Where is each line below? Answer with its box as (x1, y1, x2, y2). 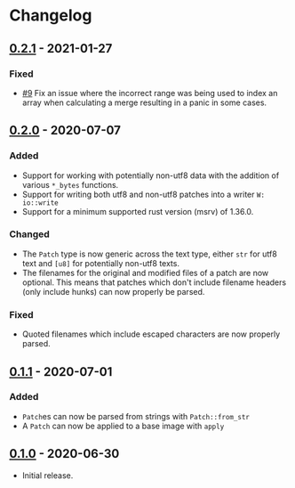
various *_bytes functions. (21, 179, 119, 190)
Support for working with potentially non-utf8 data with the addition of (21, 170, 280, 181)
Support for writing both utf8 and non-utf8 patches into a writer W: (21, 189, 265, 199)
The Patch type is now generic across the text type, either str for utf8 (21, 248, 277, 259)
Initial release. (21, 469, 74, 481)
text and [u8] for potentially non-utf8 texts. (21, 257, 180, 268)
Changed (9, 228, 51, 240)
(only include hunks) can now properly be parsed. (21, 286, 205, 297)
